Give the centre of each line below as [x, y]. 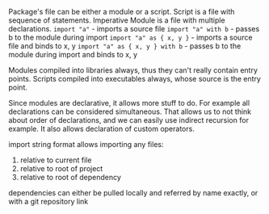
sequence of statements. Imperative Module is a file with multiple [117, 20]
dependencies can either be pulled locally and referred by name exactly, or [133, 193]
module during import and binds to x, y [73, 55]
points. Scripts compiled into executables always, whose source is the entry [134, 79]
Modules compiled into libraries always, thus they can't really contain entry [133, 70]
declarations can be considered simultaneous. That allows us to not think [130, 111]
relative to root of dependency [70, 177]
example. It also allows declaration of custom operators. [102, 129]
